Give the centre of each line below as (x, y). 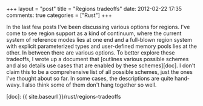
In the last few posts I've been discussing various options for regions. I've (98, 27)
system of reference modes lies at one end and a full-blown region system (99, 40)
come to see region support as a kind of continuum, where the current (94, 33)
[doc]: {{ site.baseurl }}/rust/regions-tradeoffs (64, 97)
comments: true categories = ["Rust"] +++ (59, 15)
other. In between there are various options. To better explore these (91, 53)
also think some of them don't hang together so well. (91, 85)
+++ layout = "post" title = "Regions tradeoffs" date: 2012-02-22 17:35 (94, 9)
